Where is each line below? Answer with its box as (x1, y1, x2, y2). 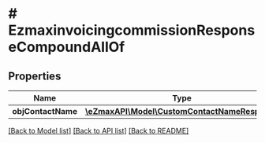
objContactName (12, 106, 77, 116)
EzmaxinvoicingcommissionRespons (8, 21, 256, 39)
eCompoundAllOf (8, 38, 125, 56)
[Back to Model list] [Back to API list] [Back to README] (8, 126, 189, 135)
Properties (8, 69, 62, 82)
